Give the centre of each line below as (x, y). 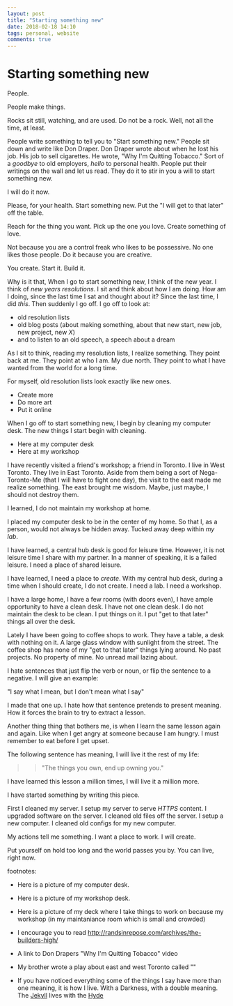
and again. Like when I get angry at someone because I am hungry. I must (113, 733)
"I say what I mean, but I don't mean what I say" (76, 692)
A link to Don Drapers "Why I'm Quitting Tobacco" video (98, 954)
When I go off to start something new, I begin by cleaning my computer (109, 423)
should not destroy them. (43, 495)
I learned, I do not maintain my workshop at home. (79, 508)
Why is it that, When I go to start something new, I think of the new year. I (112, 282)
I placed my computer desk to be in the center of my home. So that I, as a (112, 522)
